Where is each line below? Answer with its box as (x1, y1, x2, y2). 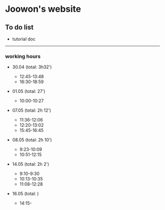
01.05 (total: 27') (12, 89, 46, 94)
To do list (5, 23, 34, 31)
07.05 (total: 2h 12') (12, 107, 52, 114)
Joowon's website (5, 3, 82, 15)
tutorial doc (12, 36, 36, 42)
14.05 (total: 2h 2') (12, 161, 50, 167)
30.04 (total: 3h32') (12, 64, 52, 70)
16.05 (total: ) (12, 191, 39, 197)
